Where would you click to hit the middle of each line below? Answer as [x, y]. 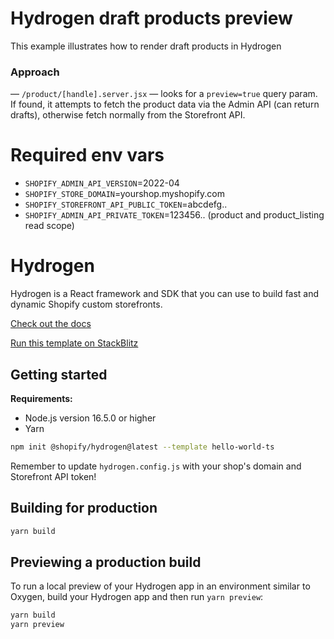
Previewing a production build [106, 562]
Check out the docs [51, 324]
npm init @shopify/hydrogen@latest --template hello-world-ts [142, 447]
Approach [35, 72]
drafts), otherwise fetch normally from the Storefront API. [128, 115]
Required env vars [87, 155]
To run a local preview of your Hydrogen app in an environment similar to [160, 586]
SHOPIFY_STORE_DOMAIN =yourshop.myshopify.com [124, 194]
